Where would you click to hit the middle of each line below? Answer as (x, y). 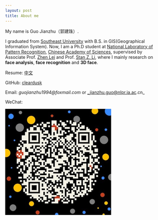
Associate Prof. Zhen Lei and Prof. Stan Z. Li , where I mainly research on (79, 57)
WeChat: (14, 102)
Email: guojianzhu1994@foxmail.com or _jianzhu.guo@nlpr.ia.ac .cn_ (75, 92)
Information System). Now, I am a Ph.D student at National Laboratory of (79, 46)
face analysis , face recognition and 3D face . (52, 62)
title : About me (22, 16)
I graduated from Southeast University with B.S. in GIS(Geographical (75, 41)
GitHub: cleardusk (24, 83)
